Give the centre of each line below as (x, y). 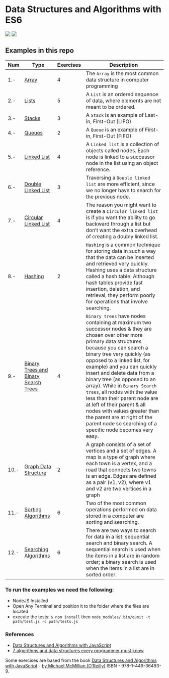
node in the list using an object (122, 163)
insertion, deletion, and (113, 289)
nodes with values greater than (122, 411)
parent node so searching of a (121, 423)
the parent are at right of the (119, 417)
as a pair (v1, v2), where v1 (118, 482)
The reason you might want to (121, 205)
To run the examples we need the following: (60, 590)
